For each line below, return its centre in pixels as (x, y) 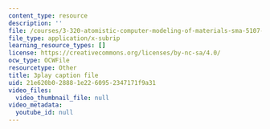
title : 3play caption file (53, 75)
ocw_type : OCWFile (39, 61)
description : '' (35, 23)
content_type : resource (48, 16)
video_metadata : (35, 105)
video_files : (30, 90)
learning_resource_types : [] (57, 46)
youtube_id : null (45, 113)
